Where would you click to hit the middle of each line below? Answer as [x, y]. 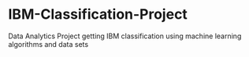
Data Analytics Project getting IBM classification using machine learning [125, 36]
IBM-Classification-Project [98, 14]
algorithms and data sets [48, 44]
